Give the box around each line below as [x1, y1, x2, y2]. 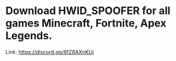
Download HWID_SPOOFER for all [5, 4, 171, 18]
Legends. [5, 29, 52, 42]
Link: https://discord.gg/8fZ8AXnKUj [5, 48, 94, 55]
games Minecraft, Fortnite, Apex [5, 16, 167, 30]
